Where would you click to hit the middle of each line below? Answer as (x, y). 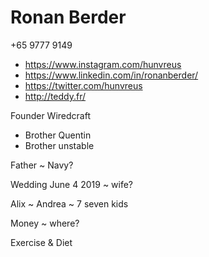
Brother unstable (59, 145)
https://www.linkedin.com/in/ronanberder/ (111, 75)
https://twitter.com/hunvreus (83, 85)
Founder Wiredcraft (50, 115)
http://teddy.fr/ (55, 96)
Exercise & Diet (41, 242)
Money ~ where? (45, 223)
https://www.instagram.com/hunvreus (103, 64)
